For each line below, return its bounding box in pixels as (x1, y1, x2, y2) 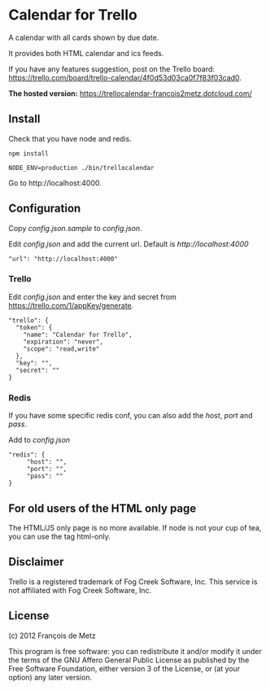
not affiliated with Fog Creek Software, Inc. (8, 585, 152, 595)
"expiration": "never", (23, 338, 104, 346)
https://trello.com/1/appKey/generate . (8, 300, 134, 310)
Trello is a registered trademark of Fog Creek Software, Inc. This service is (8, 576, 258, 587)
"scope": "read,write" (23, 344, 100, 353)
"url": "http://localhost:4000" (8, 255, 118, 263)
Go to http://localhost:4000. (8, 177, 102, 188)
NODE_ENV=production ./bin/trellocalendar (8, 164, 155, 172)
